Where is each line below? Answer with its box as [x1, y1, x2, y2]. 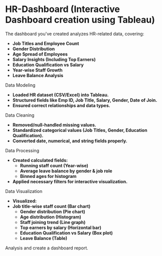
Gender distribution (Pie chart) [20, 208, 85, 214]
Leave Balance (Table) [20, 235, 68, 241]
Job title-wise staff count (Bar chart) [12, 203, 91, 209]
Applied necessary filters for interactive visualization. [12, 178, 128, 184]
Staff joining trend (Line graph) [20, 219, 86, 225]
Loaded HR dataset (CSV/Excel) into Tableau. [12, 92, 109, 98]
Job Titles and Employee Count [12, 40, 79, 46]
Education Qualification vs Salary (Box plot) [20, 229, 113, 236]
